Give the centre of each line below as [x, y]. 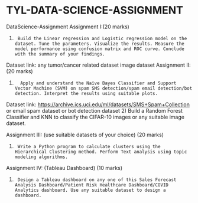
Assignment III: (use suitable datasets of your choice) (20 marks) [85, 135]
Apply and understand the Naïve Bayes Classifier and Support [98, 83]
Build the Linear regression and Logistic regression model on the [102, 38]
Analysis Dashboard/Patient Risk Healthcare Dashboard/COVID [92, 185]
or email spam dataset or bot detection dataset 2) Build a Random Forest [95, 110]
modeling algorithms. [41, 157]
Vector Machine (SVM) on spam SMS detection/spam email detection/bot [103, 88]
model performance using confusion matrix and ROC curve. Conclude [99, 49]
